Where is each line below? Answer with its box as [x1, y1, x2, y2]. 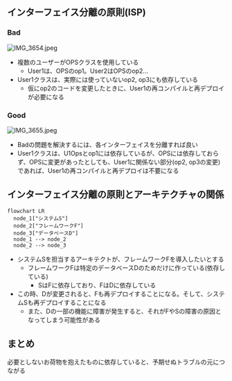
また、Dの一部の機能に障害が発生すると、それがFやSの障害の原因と [27, 307, 222, 315]
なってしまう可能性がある [27, 315, 100, 324]
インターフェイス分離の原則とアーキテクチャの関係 [7, 189, 224, 201]
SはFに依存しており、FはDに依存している [37, 280, 157, 289]
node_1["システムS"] [13, 214, 69, 222]
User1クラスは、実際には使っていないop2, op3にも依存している [17, 75, 199, 83]
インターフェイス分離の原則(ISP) [7, 6, 147, 19]
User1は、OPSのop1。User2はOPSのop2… [27, 67, 149, 75]
